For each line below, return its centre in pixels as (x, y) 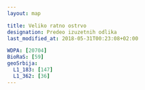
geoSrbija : (22, 63)
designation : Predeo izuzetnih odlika (62, 32)
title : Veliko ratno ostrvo (47, 26)
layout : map (24, 13)
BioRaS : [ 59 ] (26, 57)
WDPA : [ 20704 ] (27, 51)
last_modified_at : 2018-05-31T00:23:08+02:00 (72, 38)
